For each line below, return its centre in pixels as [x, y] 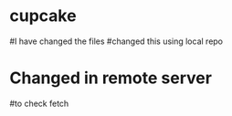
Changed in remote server [111, 78]
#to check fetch [39, 103]
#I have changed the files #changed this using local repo [116, 41]
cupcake [43, 16]
